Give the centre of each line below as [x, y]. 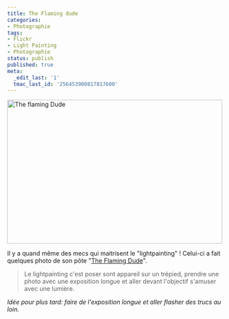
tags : [15, 33]
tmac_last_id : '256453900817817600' [66, 84]
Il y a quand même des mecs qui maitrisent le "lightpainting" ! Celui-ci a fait [114, 254]
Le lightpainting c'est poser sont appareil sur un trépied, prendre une [121, 274]
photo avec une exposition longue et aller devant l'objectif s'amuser [120, 281]
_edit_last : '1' [36, 78]
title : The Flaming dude [43, 13]
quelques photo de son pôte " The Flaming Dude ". [77, 261]
